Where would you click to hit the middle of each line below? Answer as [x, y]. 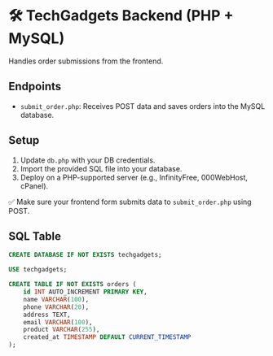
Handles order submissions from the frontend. [86, 61]
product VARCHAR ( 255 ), [62, 330]
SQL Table [35, 236]
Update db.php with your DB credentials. [88, 160]
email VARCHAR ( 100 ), [58, 322]
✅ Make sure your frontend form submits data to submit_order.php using [130, 202]
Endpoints [35, 87]
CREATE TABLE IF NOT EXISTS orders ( [73, 284]
